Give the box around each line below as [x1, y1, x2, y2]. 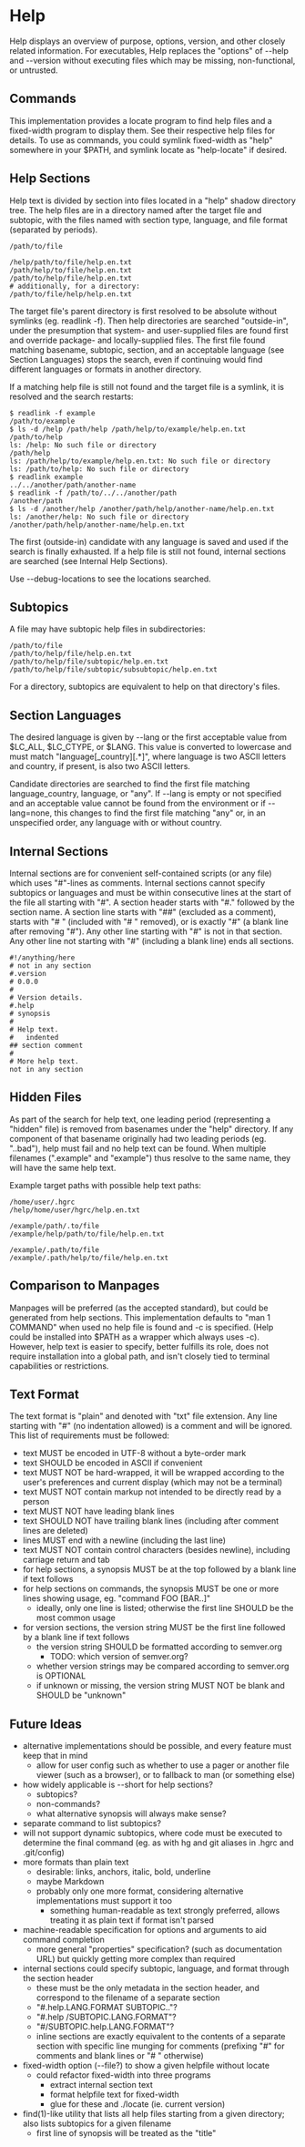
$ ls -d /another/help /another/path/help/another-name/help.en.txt [9, 504, 275, 513]
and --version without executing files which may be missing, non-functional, [9, 55, 296, 66]
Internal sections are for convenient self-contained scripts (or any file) [9, 868, 272, 878]
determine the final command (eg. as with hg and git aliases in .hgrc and [22, 1837, 294, 1848]
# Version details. [9, 993, 84, 1002]
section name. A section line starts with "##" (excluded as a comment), [9, 907, 277, 917]
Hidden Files [9, 1090, 82, 1105]
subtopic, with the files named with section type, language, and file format [9, 214, 289, 225]
